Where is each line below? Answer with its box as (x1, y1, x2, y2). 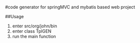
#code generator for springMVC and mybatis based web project (5, 4, 136, 10)
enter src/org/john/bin (12, 23, 58, 29)
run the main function (12, 34, 56, 39)
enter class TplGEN (12, 28, 52, 34)
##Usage (5, 14, 24, 19)
